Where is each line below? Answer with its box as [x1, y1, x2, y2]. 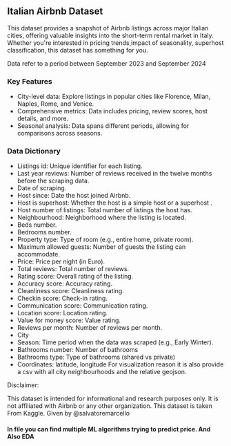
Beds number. [17, 221, 57, 229]
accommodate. [17, 250, 61, 259]
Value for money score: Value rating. [17, 316, 121, 324]
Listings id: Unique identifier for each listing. [17, 162, 143, 170]
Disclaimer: [7, 381, 39, 389]
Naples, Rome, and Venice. [17, 100, 94, 108]
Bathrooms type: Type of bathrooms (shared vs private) [17, 353, 176, 362]
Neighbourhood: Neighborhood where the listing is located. [17, 214, 186, 222]
